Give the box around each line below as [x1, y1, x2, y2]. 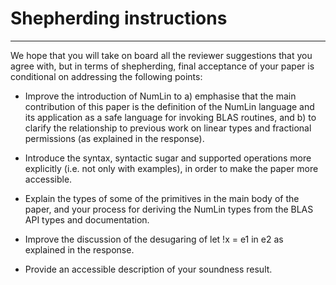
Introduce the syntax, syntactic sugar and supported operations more [24, 152, 312, 164]
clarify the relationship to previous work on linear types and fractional [24, 122, 312, 134]
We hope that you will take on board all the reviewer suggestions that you [10, 49, 313, 61]
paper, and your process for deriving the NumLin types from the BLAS [24, 203, 314, 215]
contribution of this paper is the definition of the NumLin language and [24, 100, 315, 112]
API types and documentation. [24, 213, 150, 226]
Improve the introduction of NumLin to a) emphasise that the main [24, 90, 297, 102]
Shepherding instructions [10, 7, 228, 30]
